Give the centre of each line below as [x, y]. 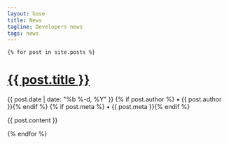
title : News [25, 20]
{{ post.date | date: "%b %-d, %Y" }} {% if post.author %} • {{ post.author [114, 99]
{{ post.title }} [49, 80]
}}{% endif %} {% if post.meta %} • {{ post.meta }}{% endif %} [99, 107]
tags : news [23, 33]
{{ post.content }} [33, 120]
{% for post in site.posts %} [51, 52]
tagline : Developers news [45, 27]
